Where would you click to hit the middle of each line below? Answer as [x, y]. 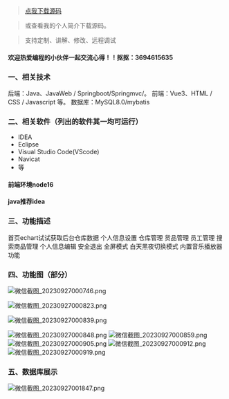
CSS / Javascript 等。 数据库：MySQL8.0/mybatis [79, 102]
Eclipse [28, 145]
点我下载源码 [43, 11]
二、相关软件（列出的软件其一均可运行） [75, 122]
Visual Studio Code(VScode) [58, 152]
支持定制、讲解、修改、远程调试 [70, 40]
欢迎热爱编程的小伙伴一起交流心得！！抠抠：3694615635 [91, 57]
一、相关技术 [29, 77]
